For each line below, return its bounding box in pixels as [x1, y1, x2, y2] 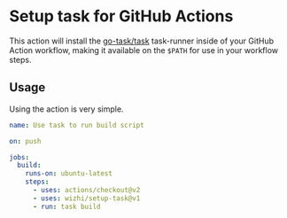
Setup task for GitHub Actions [9, 6, 234, 27]
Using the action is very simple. [9, 104, 124, 114]
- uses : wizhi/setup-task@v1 [32, 193, 141, 203]
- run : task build [32, 202, 101, 211]
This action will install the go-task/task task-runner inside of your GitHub [9, 35, 275, 46]
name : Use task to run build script [9, 121, 144, 129]
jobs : [9, 152, 29, 161]
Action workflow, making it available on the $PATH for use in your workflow [9, 44, 279, 55]
